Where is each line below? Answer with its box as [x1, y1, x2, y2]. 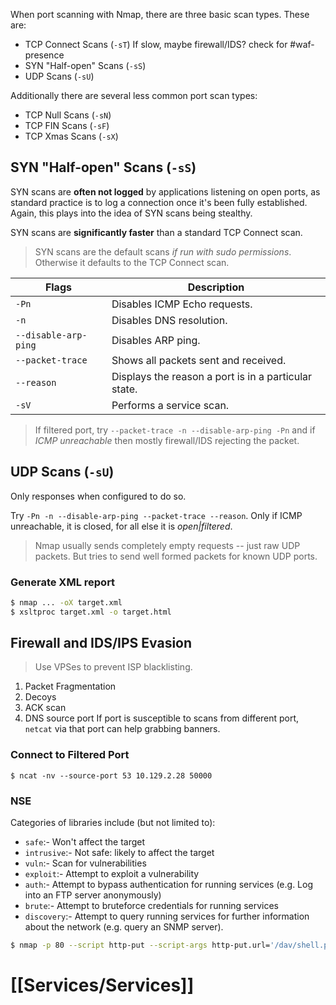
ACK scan [24, 702, 67, 714]
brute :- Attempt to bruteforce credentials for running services [24, 900, 279, 912]
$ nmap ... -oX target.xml [10, 597, 123, 608]
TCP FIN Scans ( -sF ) [24, 120, 110, 131]
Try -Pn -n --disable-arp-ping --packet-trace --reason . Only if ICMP [10, 509, 303, 521]
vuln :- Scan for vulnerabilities [24, 857, 147, 869]
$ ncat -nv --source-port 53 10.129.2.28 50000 [10, 770, 213, 781]
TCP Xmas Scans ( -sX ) [24, 130, 119, 142]
